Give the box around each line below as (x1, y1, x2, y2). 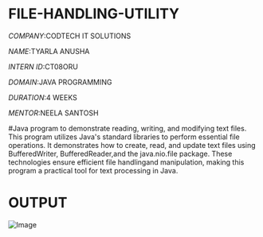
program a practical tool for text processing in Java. (8, 165, 179, 175)
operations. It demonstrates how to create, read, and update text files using (8, 140, 257, 150)
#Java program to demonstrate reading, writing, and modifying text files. (8, 123, 247, 133)
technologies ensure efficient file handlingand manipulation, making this (8, 157, 245, 167)
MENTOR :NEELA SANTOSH (8, 108, 99, 118)
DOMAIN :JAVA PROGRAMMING (8, 77, 112, 87)
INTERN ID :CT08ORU (8, 61, 78, 72)
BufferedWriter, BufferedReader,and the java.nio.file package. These (8, 149, 233, 158)
